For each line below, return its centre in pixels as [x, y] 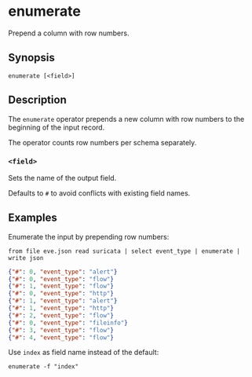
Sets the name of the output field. [62, 178]
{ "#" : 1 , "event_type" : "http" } [61, 309]
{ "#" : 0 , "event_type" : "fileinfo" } [68, 323]
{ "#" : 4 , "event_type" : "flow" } [61, 337]
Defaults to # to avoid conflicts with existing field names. [99, 193]
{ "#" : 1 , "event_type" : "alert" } [63, 301]
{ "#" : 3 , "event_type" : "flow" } [61, 330]
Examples [33, 218]
